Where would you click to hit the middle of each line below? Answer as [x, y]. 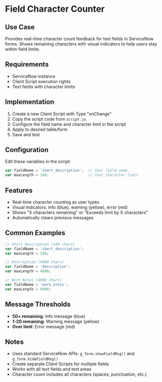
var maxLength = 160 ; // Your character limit [72, 175]
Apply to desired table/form [40, 129]
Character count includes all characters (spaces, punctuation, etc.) [79, 374]
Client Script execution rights [41, 81]
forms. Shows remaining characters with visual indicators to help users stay [81, 44]
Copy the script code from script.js [49, 119]
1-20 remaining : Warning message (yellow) [56, 321]
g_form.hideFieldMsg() [35, 359]
